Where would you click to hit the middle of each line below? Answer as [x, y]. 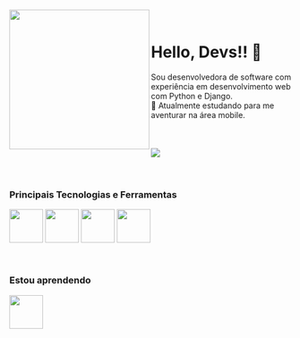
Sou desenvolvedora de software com [221, 77]
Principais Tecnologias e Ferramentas [93, 194]
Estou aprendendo [50, 281]
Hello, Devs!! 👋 [206, 52]
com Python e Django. [192, 96]
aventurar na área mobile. [198, 114]
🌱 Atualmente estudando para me [213, 106]
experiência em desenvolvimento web [221, 86]
